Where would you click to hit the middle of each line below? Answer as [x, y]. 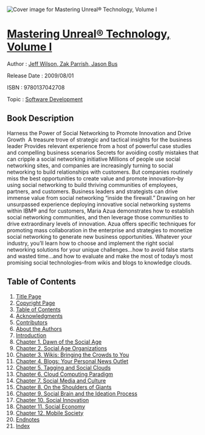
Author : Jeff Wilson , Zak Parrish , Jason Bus [62, 63]
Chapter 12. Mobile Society [50, 413]
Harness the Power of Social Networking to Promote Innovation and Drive [99, 133]
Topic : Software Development [45, 99]
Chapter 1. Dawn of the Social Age [59, 342]
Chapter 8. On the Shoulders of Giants [64, 387]
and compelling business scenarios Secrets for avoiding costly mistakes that [103, 152]
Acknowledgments [39, 316]
